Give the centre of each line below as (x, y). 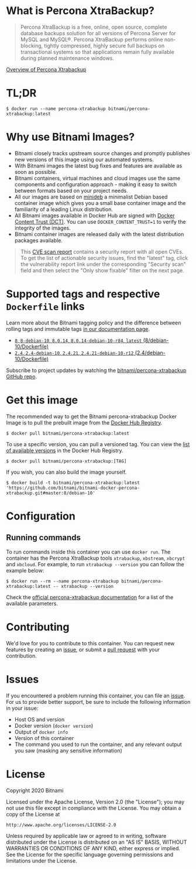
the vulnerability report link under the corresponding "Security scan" (103, 264)
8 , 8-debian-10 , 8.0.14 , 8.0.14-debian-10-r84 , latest (78, 340)
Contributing (38, 627)
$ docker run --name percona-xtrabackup (56, 109)
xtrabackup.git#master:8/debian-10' (51, 493)
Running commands (43, 538)
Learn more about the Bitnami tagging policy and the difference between (94, 323)
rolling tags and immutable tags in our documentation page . (78, 329)
